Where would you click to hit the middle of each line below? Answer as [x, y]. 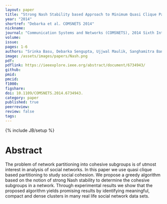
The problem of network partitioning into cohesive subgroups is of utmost [81, 164]
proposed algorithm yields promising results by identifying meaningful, [78, 191]
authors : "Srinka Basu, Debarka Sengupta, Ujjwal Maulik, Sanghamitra [80, 51]
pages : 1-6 [16, 47]
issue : [12, 42]
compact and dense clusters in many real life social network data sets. [77, 196]
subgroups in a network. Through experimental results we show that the [79, 185]
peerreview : [17, 107]
